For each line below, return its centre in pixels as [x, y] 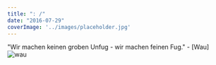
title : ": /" [26, 14]
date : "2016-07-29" [36, 20]
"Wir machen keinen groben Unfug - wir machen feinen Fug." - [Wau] [108, 47]
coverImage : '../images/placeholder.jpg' [69, 27]
